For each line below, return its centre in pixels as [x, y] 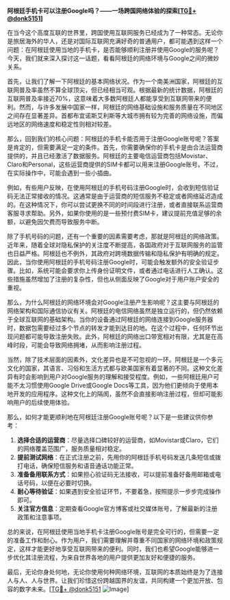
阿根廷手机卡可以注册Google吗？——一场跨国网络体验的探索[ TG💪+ [102, 11]
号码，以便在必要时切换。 [59, 483]
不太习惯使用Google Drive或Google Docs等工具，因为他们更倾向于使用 [113, 385]
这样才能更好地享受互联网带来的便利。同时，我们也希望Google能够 [113, 549]
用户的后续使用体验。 [43, 402]
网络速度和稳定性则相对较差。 [73, 124]
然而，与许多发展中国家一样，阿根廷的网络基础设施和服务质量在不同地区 [121, 107]
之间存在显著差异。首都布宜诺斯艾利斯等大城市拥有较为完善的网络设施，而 [112, 115]
